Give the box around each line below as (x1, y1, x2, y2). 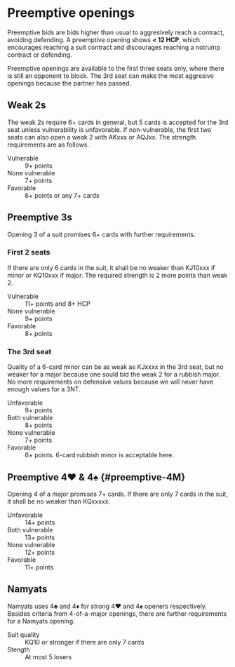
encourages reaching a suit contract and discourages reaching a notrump (7, 43, 221, 51)
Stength (7, 645, 30, 654)
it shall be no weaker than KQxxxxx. (7, 497, 111, 506)
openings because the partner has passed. (7, 79, 132, 87)
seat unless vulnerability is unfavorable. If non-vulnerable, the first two (7, 125, 212, 134)
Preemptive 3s (7, 212, 72, 224)
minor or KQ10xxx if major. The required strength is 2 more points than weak (7, 271, 228, 279)
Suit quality (7, 630, 40, 639)
